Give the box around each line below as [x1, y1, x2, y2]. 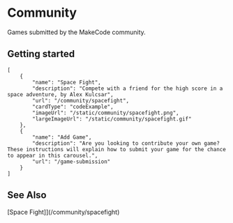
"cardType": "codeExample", [32, 103, 114, 110]
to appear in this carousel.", [7, 152, 98, 159]
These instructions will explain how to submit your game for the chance [7, 146, 227, 153]
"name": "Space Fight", [32, 79, 101, 86]
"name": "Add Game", [32, 134, 92, 141]
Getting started [7, 48, 75, 60]
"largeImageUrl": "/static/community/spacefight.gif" [32, 115, 192, 123]
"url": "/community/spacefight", [32, 97, 130, 104]
